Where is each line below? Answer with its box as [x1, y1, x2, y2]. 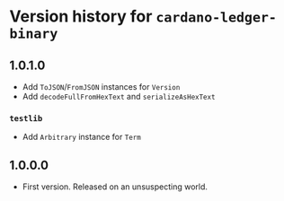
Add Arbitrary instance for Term [22, 132, 141, 143]
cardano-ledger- [155, 9, 277, 26]
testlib [9, 113, 43, 123]
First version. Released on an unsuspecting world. [22, 181, 209, 192]
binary [9, 25, 58, 42]
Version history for [9, 6, 153, 27]
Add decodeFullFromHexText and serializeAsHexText [22, 92, 216, 101]
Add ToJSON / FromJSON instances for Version [22, 82, 181, 92]
